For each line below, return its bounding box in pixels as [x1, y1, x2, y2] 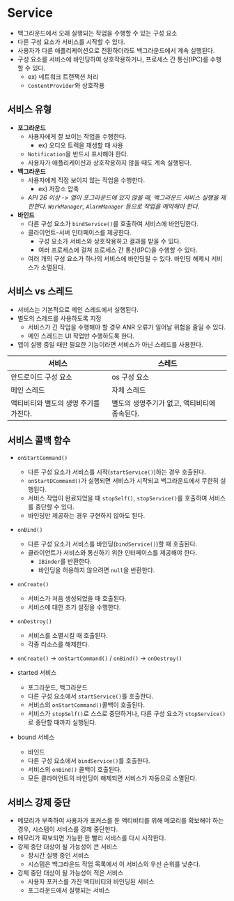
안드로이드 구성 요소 [10, 372, 73, 382]
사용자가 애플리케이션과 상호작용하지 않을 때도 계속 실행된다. [27, 158, 192, 167]
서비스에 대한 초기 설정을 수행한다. [27, 603, 121, 611]
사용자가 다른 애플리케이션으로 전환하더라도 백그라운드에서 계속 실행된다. [17, 46, 215, 54]
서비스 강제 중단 [7, 796, 71, 808]
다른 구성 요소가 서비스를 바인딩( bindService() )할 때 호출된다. [27, 539, 198, 549]
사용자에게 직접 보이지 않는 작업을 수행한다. [27, 176, 146, 184]
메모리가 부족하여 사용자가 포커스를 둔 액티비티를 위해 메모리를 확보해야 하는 [17, 817, 224, 825]
